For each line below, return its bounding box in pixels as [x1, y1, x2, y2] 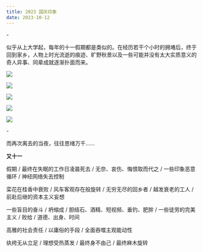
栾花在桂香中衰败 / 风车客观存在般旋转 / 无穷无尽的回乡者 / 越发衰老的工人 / [6, 185, 194, 193]
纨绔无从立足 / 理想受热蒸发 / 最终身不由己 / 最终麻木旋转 [6, 239, 148, 246]
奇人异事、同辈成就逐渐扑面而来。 [6, 58, 91, 66]
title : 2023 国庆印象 [6, 8, 57, 15]
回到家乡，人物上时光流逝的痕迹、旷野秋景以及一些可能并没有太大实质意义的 [6, 51, 197, 58]
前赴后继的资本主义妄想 [6, 193, 65, 200]
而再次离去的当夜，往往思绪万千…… [6, 139, 95, 146]
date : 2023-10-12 [6, 14, 50, 20]
